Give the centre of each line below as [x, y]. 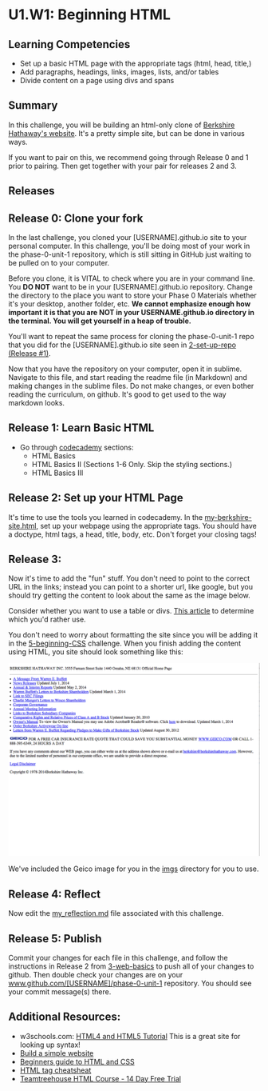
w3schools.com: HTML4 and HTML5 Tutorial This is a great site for [130, 1036]
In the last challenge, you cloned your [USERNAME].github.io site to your [128, 238]
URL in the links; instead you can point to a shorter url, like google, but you [131, 587]
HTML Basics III [57, 473]
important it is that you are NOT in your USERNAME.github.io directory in [132, 313]
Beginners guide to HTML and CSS [77, 1061]
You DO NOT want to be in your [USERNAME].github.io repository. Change [130, 287]
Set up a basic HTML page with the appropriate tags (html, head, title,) [136, 63]
